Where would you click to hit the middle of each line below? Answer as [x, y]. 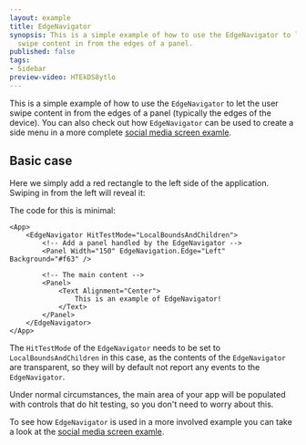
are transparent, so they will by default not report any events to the [135, 367]
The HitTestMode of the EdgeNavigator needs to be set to [115, 347]
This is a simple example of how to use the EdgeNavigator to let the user [144, 103]
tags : [20, 60]
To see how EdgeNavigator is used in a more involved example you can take [151, 421]
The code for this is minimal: [63, 210]
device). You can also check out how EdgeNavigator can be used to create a [152, 122]
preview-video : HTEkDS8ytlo [63, 78]
